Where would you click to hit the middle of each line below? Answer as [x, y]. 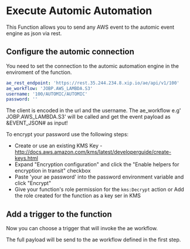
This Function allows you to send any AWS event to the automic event [90, 27]
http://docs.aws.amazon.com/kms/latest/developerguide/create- [93, 152]
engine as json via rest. [34, 33]
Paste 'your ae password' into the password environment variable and [99, 177]
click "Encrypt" [33, 183]
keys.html [26, 158]
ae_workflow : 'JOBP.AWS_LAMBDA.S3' [50, 88]
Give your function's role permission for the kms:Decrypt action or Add [99, 190]
